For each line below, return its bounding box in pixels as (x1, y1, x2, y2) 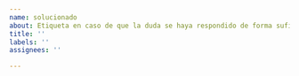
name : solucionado (9, 12, 77, 22)
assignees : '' (9, 46, 62, 55)
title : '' (9, 29, 46, 38)
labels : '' (9, 37, 50, 47)
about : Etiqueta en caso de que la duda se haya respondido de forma (9, 21, 273, 30)
